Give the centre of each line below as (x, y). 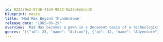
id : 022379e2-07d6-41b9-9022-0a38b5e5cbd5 (49, 9)
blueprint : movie (23, 14)
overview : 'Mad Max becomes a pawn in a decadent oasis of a (68, 28)
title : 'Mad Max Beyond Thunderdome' (43, 18)
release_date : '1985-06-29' (33, 23)
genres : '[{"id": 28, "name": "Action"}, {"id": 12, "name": (68, 32)
